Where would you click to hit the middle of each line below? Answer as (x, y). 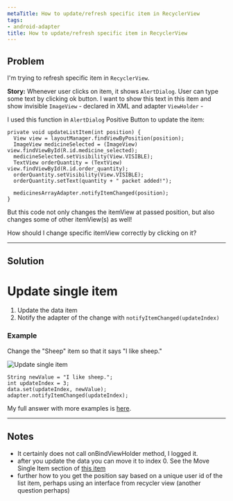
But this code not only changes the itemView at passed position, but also (111, 212)
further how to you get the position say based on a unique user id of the (120, 475)
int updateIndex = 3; (38, 383)
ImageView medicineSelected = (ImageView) (76, 145)
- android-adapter (34, 26)
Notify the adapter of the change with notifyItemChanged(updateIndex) (118, 318)
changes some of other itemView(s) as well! (70, 220)
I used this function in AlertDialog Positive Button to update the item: (106, 120)
